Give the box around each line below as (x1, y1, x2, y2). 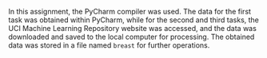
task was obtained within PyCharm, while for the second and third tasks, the (8, 15, 260, 25)
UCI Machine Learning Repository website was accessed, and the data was (8, 24, 257, 33)
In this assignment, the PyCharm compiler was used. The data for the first (8, 7, 252, 16)
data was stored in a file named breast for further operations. (8, 41, 210, 50)
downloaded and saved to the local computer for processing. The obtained (8, 32, 255, 41)
